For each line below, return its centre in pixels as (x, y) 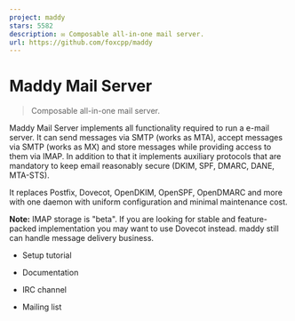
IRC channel (44, 290)
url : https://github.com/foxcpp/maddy (81, 42)
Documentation (50, 273)
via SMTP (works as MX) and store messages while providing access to (140, 147)
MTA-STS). (30, 175)
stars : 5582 (31, 26)
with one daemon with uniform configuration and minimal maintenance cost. (148, 202)
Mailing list (42, 307)
